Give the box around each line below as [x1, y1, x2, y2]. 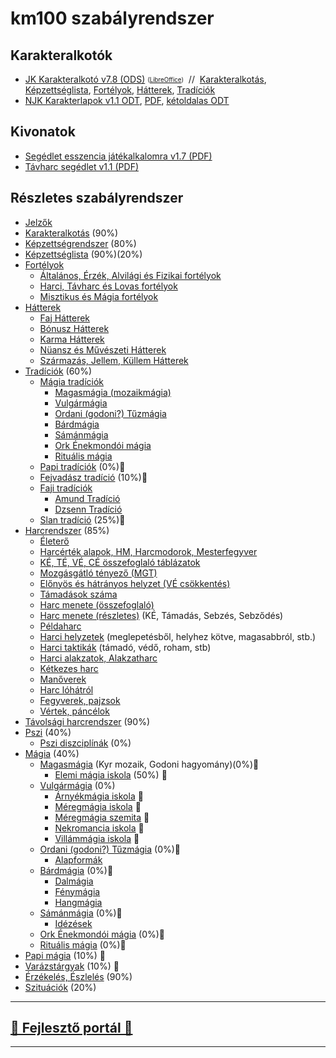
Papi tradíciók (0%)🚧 [39, 460, 126, 472]
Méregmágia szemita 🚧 [54, 811, 150, 823]
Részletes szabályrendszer [10, 190, 184, 207]
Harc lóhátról [39, 683, 94, 696]
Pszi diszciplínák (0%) [39, 737, 132, 749]
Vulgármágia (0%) [39, 779, 116, 791]
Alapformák [54, 853, 103, 866]
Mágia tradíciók [39, 375, 105, 387]
